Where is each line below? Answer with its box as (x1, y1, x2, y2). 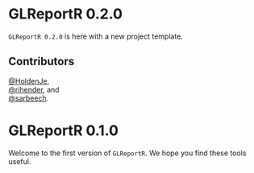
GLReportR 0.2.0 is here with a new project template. (8, 31, 184, 41)
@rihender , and (8, 84, 60, 94)
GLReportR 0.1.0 (8, 122, 119, 139)
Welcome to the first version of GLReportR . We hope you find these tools (8, 148, 247, 158)
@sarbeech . (8, 93, 49, 103)
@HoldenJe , (8, 76, 50, 85)
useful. (8, 156, 31, 166)
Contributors (8, 55, 75, 68)
